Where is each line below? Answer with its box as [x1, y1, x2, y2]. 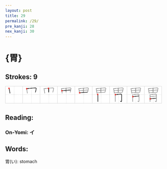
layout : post [5, 8, 32, 13]
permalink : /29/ [5, 18, 39, 23]
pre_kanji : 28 [5, 24, 35, 29]
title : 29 [5, 13, 26, 18]
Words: [5, 145, 28, 153]
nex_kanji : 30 [5, 29, 35, 34]
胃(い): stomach [5, 159, 37, 165]
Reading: [5, 113, 34, 122]
